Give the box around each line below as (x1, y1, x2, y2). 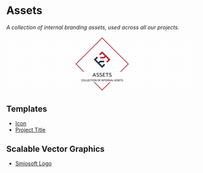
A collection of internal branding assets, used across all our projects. (6, 24, 179, 31)
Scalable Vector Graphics (6, 143, 105, 154)
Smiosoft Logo (15, 160, 52, 167)
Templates (6, 103, 47, 114)
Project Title (15, 126, 46, 134)
